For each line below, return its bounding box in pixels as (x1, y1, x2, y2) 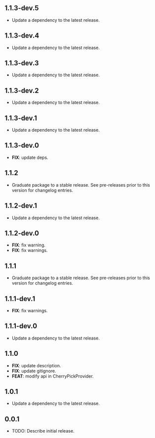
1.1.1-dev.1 (4, 294, 36, 303)
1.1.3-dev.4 (4, 32, 39, 40)
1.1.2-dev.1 (4, 201, 38, 210)
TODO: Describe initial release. (11, 428, 75, 434)
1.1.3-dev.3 (4, 59, 39, 67)
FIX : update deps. (11, 154, 48, 160)
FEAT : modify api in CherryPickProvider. (11, 373, 94, 379)
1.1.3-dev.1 (4, 114, 38, 122)
